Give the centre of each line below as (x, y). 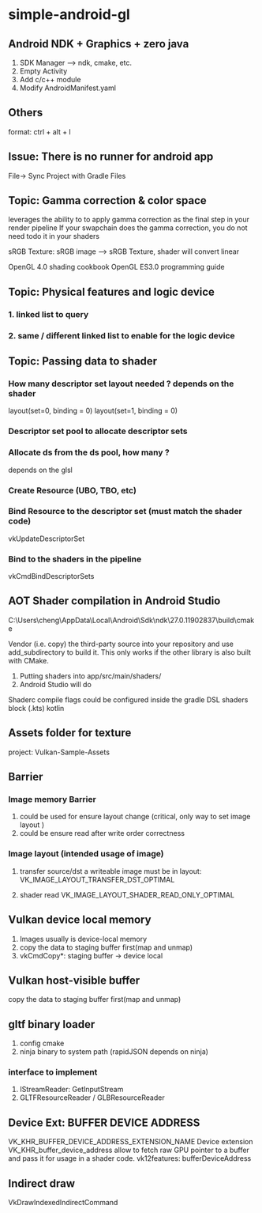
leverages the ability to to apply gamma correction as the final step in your (129, 220)
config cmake (42, 1043)
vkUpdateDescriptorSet (47, 538)
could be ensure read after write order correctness (102, 833)
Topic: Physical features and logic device (112, 291)
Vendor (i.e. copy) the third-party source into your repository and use (121, 644)
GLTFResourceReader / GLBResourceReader (92, 1098)
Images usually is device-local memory (83, 939)
